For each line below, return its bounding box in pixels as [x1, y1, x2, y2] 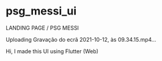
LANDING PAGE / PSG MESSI [6, 24, 79, 31]
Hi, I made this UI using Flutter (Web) [6, 47, 99, 55]
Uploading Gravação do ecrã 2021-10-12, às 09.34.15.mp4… [6, 36, 156, 43]
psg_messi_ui [6, 4, 77, 18]
